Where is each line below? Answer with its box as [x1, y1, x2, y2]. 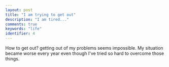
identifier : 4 [5, 31, 36, 36]
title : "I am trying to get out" [5, 12, 76, 17]
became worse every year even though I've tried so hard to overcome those [5, 50, 164, 56]
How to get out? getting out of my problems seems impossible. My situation [5, 45, 163, 51]
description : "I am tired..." [5, 17, 70, 22]
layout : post [5, 7, 33, 13]
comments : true [5, 21, 38, 27]
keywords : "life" [5, 26, 42, 31]
